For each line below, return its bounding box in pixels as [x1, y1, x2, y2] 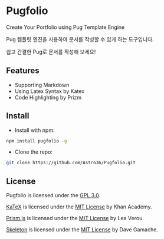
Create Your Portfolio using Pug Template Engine [6, 24, 125, 31]
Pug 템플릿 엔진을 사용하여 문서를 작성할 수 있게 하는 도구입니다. [6, 35, 155, 42]
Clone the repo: [14, 148, 53, 155]
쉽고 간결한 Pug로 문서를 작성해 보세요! [6, 48, 96, 55]
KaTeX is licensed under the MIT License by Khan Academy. [6, 203, 152, 210]
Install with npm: [14, 127, 55, 134]
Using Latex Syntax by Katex [14, 87, 84, 95]
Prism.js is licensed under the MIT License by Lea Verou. [6, 215, 145, 222]
